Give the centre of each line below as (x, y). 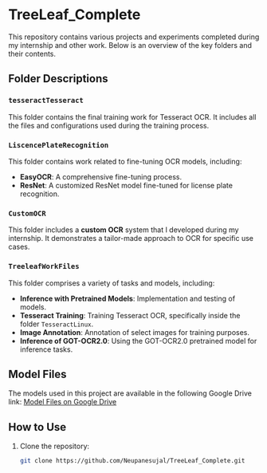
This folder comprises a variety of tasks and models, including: (112, 283)
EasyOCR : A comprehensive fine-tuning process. (100, 176)
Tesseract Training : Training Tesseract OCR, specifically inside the (130, 315)
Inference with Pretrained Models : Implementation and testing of (128, 298)
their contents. (32, 53)
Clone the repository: (55, 446)
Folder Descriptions (59, 79)
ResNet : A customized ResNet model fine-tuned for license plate (126, 185)
